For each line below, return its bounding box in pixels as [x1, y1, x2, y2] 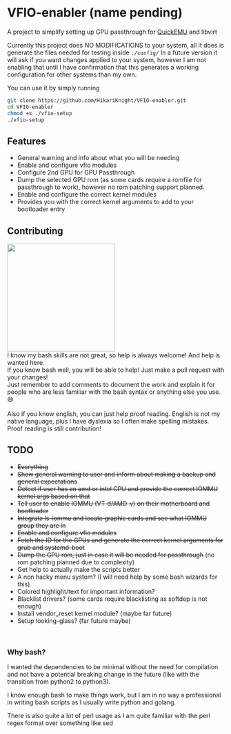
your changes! [7, 373, 48, 381]
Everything [17, 462, 48, 470]
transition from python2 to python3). [7, 677, 110, 686]
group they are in [17, 521, 66, 529]
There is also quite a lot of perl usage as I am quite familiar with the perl [7, 712, 210, 720]
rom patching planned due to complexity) [17, 557, 134, 566]
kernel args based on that [17, 492, 90, 500]
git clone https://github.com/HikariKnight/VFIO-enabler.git [7, 97, 187, 104]
